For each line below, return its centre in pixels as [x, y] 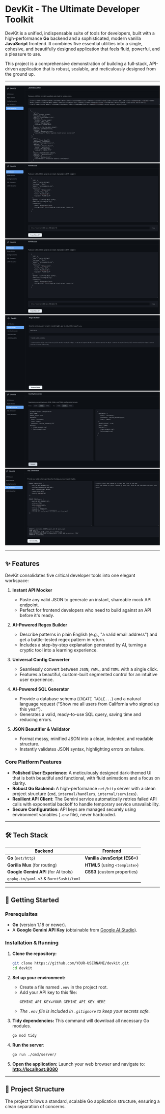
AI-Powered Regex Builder [40, 625]
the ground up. [20, 74]
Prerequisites [21, 914]
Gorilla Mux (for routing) [32, 865]
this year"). [31, 709]
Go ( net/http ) [21, 858]
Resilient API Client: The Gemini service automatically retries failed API [84, 799]
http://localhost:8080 [35, 1069]
